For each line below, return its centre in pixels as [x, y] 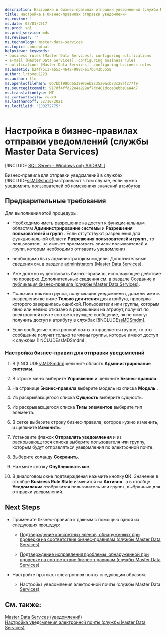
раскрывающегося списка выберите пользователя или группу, [79, 442]
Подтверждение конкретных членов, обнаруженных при [80, 534]
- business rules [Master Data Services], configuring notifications [78, 56]
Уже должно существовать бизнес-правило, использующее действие [86, 273]
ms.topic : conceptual [27, 47]
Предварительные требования [56, 201]
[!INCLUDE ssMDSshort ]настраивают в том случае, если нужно [71, 180]
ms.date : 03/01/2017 [26, 24]
